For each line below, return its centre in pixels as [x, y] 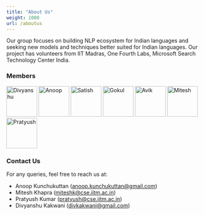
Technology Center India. [38, 60]
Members [21, 76]
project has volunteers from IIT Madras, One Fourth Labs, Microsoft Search [101, 54]
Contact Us [24, 161]
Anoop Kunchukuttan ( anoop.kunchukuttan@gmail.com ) [86, 186]
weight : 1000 [23, 18]
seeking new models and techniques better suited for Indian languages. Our [102, 47]
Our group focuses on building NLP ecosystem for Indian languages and [97, 41]
